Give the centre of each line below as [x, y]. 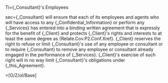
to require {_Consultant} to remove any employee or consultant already [79, 49]
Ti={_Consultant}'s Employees [37, 7]
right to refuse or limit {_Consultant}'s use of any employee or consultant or [84, 44]
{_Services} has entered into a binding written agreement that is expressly [83, 28]
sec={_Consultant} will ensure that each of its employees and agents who [82, 17]
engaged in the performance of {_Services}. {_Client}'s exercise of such [80, 55]
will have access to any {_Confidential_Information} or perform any [75, 23]
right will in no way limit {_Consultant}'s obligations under [65, 60]
